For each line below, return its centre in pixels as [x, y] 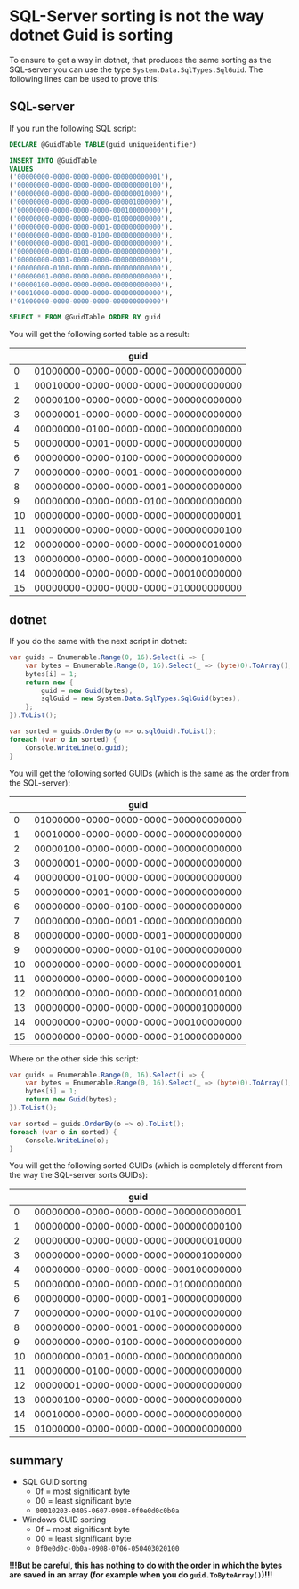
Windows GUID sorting [64, 1520]
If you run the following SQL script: [73, 128]
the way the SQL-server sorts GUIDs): [79, 1175]
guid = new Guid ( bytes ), [87, 690]
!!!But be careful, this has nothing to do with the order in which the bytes [146, 1565]
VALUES [21, 169]
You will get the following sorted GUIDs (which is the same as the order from [149, 773]
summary [36, 1460]
